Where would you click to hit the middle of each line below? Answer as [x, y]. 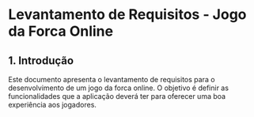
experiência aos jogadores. [53, 105]
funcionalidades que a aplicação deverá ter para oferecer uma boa [117, 96]
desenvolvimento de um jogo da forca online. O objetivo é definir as [119, 88]
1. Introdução [41, 60]
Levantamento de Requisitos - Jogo [127, 15]
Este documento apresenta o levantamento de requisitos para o [112, 79]
